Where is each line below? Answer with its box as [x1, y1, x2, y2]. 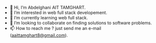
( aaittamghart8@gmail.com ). [9, 32, 68, 38]
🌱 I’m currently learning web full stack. [9, 15, 88, 20]
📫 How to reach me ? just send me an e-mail [9, 26, 102, 31]
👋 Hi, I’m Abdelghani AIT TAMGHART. [9, 5, 86, 10]
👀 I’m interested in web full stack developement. [9, 10, 107, 15]
